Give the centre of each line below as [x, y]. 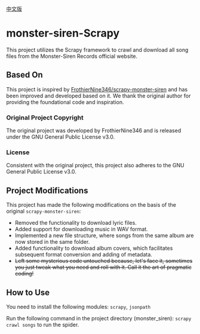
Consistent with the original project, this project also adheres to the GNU [95, 166]
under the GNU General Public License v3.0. [61, 137]
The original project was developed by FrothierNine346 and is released [94, 131]
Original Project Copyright [45, 117]
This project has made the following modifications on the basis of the [91, 205]
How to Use [28, 292]
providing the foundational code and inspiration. [65, 102]
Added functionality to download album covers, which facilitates [94, 248]
